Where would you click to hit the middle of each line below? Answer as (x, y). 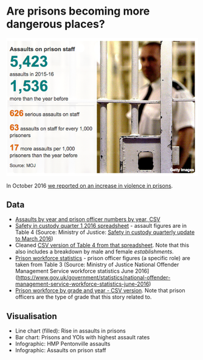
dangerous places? (56, 24)
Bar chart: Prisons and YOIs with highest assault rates (82, 337)
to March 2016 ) (34, 239)
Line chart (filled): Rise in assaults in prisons (70, 331)
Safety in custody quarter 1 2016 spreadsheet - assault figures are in (101, 226)
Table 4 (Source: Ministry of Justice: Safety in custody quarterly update (105, 232)
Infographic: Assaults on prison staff (60, 350)
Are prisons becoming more (78, 11)
